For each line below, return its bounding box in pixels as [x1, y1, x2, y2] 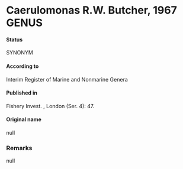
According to [6, 63, 39, 70]
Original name [6, 116, 41, 123]
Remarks [6, 144, 33, 152]
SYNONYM [6, 49, 34, 56]
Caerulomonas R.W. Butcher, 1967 [6, 4, 178, 17]
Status [6, 36, 23, 43]
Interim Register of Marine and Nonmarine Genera [6, 76, 129, 83]
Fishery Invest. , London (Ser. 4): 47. [6, 102, 95, 109]
